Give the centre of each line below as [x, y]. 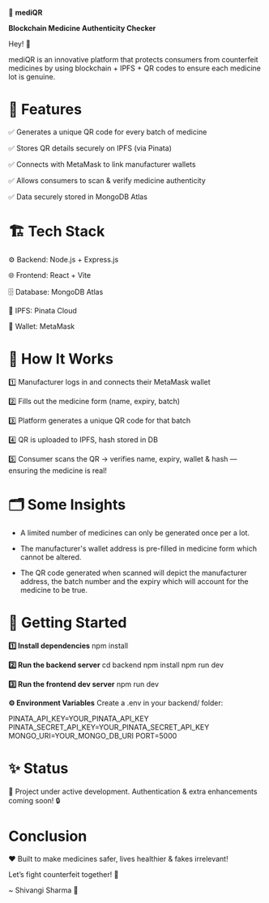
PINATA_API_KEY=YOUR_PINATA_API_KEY [79, 718]
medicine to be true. [53, 590]
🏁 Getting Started [68, 622]
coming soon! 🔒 [34, 800]
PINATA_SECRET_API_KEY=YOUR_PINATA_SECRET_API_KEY [109, 727]
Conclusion [48, 836]
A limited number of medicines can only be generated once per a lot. [134, 532]
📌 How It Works [61, 359]
